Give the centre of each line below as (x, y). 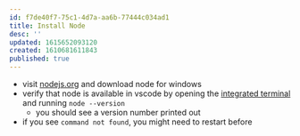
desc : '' (25, 34)
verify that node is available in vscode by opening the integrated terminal (156, 93)
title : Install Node (48, 26)
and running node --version (73, 103)
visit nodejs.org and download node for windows (112, 84)
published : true (39, 59)
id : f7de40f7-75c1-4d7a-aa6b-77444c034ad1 (89, 17)
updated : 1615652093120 (54, 42)
